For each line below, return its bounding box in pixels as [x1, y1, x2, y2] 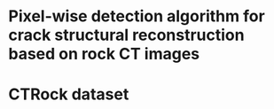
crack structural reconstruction [8, 25, 245, 45]
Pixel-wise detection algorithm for [8, 6, 265, 27]
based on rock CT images [8, 44, 200, 64]
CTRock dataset [8, 84, 129, 105]
